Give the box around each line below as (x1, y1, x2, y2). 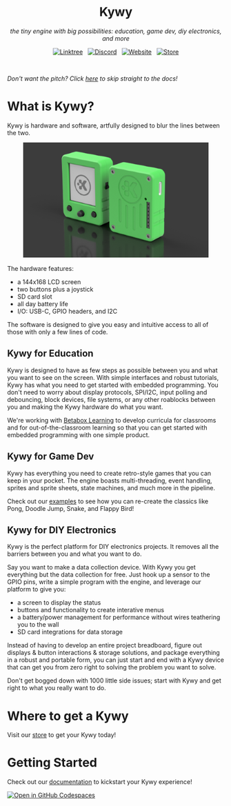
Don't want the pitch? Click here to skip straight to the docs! (7, 74, 178, 83)
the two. (7, 128, 31, 137)
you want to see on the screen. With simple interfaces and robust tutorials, (7, 373, 219, 381)
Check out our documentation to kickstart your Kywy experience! (7, 778, 192, 786)
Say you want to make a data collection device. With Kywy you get (7, 563, 197, 572)
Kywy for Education (7, 347, 94, 359)
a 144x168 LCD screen (17, 277, 81, 286)
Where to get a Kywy (7, 708, 129, 724)
